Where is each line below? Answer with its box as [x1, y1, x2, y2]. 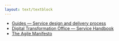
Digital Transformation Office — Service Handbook [11, 25, 114, 31]
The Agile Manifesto [11, 30, 52, 36]
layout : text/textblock [4, 7, 53, 12]
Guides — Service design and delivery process [11, 20, 106, 26]
